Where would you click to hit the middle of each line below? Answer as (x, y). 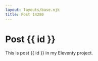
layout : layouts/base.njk (32, 10)
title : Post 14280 (24, 14)
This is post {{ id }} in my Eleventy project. (49, 53)
